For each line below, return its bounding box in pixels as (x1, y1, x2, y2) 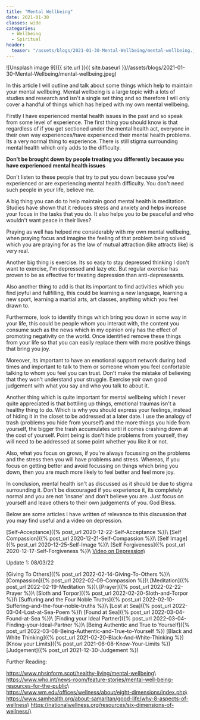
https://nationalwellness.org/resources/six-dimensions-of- (30, 701, 174, 708)
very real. (6, 247, 30, 254)
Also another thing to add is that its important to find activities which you (6, 283, 185, 290)
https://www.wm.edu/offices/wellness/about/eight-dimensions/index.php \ (6, 688, 187, 696)
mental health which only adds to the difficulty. (6, 144, 121, 151)
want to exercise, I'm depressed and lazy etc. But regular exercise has (6, 265, 179, 272)
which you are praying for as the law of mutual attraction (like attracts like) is (6, 241, 194, 248)
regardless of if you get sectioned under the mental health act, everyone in (6, 125, 190, 132)
